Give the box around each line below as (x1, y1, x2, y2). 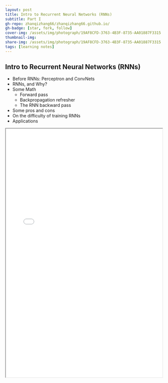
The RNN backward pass (19, 102, 71, 108)
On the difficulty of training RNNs (12, 113, 81, 119)
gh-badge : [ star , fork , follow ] (5, 26, 72, 31)
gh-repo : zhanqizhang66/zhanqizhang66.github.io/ (5, 21, 110, 26)
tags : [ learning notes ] (5, 44, 55, 49)
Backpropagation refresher (19, 97, 76, 103)
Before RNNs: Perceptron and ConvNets (12, 76, 95, 82)
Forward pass (19, 92, 48, 97)
